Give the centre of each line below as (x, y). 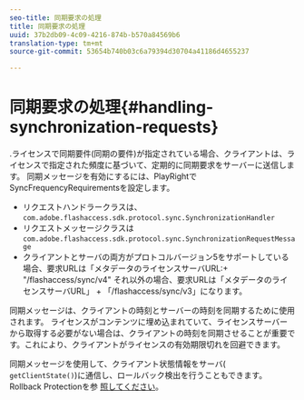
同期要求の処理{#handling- (112, 108)
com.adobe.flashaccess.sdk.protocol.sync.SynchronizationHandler (148, 218)
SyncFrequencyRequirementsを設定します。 (92, 188)
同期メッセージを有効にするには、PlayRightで (112, 176)
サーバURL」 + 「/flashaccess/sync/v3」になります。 (147, 291)
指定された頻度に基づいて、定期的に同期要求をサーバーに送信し (168, 165)
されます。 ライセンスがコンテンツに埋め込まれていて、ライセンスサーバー (149, 322)
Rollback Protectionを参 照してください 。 (86, 386)
